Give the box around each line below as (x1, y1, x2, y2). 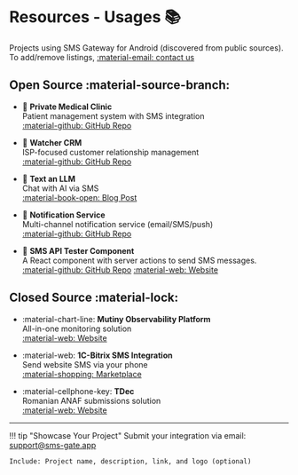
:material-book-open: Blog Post (21, 192, 137, 202)
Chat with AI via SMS (21, 183, 99, 194)
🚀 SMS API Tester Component (21, 245, 135, 256)
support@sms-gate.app (9, 439, 97, 450)
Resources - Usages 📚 (9, 7, 182, 28)
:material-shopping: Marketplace (21, 368, 142, 379)
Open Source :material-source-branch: (9, 77, 231, 93)
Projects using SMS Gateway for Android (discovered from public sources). (9, 42, 284, 53)
